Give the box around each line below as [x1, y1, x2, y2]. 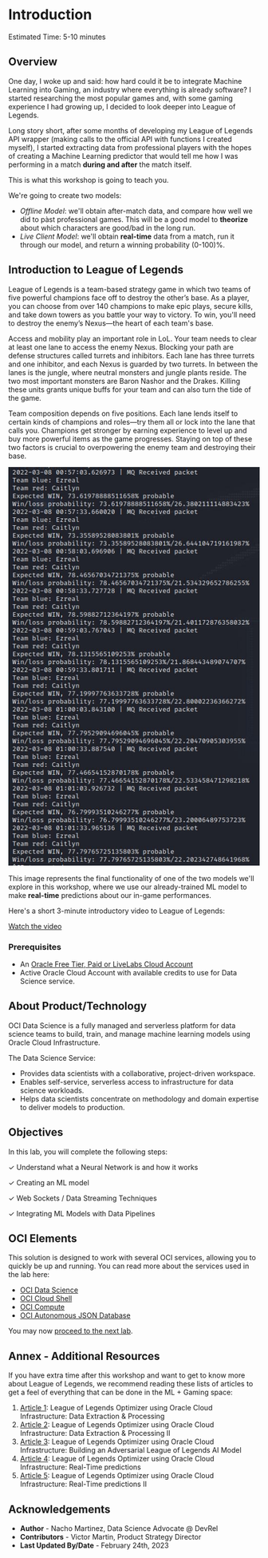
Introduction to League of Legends [8, 263, 183, 277]
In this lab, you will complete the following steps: [8, 1147, 168, 1157]
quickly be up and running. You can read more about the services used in [8, 1261, 250, 1271]
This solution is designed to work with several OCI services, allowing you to [8, 1253, 257, 1263]
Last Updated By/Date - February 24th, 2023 [19, 1540, 169, 1550]
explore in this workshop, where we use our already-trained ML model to [8, 882, 247, 892]
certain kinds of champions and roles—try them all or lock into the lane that [8, 417, 255, 426]
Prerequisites [8, 941, 61, 952]
